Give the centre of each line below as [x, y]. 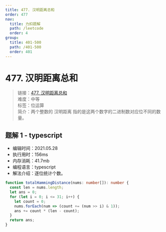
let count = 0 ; [30, 201]
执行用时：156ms [30, 155]
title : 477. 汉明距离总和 [30, 10]
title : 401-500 [26, 43]
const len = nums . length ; [37, 188]
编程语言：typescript [34, 167]
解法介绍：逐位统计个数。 [39, 173]
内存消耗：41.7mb [31, 161]
